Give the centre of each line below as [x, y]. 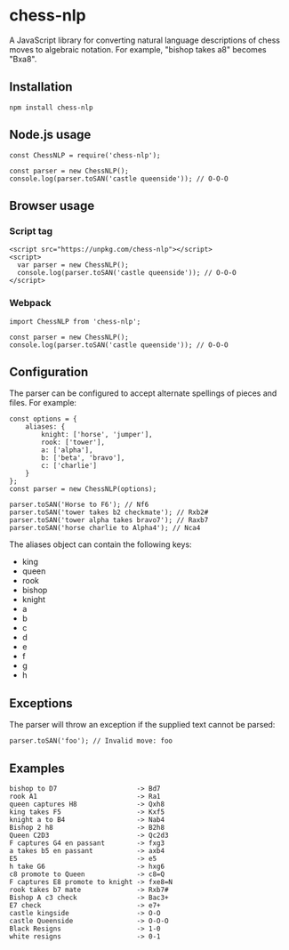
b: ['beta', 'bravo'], [83, 458]
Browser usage [52, 205]
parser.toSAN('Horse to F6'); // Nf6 [79, 505]
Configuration [49, 371]
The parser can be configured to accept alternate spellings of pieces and [143, 393]
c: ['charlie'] [69, 466]
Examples [37, 768]
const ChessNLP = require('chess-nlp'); [85, 155]
